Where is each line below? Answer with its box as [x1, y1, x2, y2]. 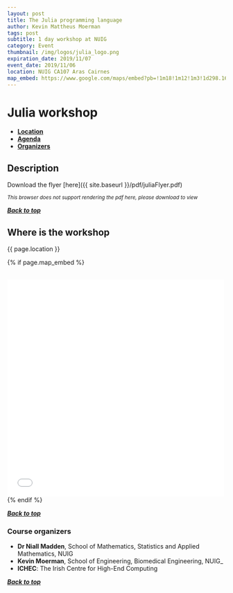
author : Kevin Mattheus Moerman [7, 23, 101, 30]
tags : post [7, 29, 39, 37]
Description [7, 162, 59, 174]
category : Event [7, 42, 54, 49]
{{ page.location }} [7, 244, 60, 253]
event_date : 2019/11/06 [7, 62, 76, 69]
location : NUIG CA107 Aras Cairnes [7, 68, 110, 75]
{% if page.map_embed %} [7, 258, 85, 266]
